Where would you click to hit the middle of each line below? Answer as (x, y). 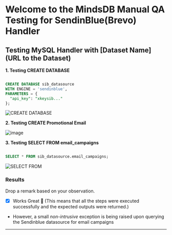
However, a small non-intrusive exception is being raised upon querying (88, 217)
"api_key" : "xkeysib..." (36, 98)
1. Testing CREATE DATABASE (38, 70)
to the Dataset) (47, 58)
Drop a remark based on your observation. (50, 191)
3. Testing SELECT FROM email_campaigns (52, 143)
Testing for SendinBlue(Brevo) (71, 20)
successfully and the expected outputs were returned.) (71, 206)
